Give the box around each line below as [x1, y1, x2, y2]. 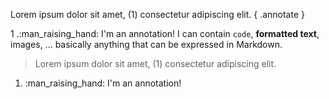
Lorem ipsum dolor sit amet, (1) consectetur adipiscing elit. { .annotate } [10, 9, 305, 20]
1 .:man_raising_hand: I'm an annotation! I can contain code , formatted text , [10, 28, 320, 39]
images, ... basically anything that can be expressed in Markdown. [10, 39, 283, 50]
